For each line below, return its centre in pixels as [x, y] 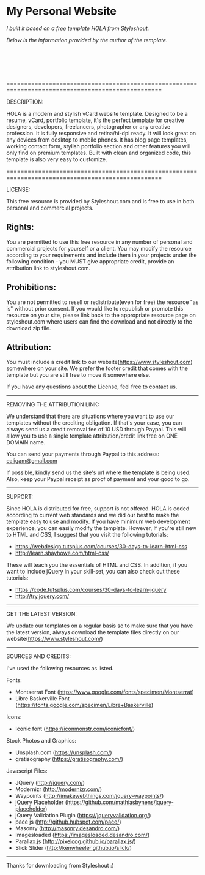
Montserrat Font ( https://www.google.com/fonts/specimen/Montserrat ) [104, 692]
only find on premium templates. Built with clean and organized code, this [99, 153]
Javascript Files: [27, 771]
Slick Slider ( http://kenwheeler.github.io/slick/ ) [74, 848]
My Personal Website [62, 11]
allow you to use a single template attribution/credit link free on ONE [92, 436]
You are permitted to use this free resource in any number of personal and [100, 242]
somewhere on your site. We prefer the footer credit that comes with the [97, 368]
